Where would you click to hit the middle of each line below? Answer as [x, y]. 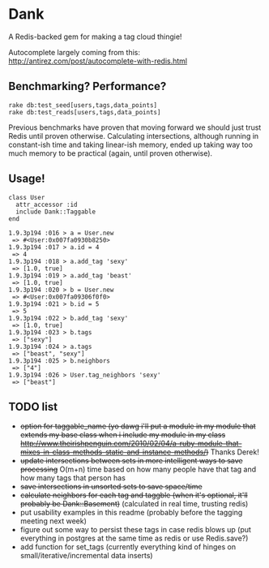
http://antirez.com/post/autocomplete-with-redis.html [98, 61]
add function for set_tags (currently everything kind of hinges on [128, 547]
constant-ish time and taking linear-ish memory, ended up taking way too [131, 144]
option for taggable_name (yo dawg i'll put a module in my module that [138, 426]
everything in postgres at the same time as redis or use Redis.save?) [134, 538]
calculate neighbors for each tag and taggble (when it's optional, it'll [134, 495]
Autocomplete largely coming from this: [74, 52]
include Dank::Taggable [56, 212]
